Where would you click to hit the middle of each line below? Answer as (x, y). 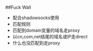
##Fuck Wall (18, 7)
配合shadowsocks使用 (36, 18)
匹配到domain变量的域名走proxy (46, 30)
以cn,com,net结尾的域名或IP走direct (50, 37)
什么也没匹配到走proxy (36, 43)
